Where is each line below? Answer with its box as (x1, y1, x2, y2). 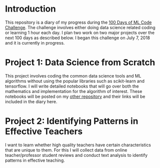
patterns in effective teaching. (5, 157, 65, 163)
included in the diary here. (5, 98, 57, 105)
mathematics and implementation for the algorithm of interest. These (5, 88, 143, 94)
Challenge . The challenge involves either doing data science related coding (5, 24, 156, 30)
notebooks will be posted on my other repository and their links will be (5, 93, 145, 99)
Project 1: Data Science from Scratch (5, 57, 155, 68)
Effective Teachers (5, 126, 83, 137)
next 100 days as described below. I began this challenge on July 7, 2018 (5, 35, 150, 41)
